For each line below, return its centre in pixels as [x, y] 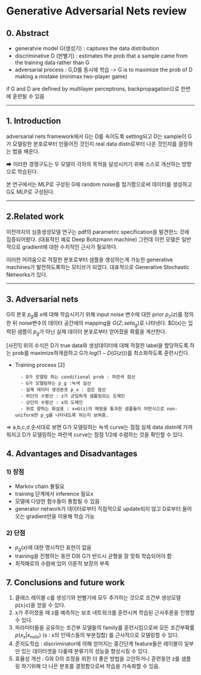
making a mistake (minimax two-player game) [71, 76]
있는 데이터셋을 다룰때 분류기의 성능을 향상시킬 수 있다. [85, 651]
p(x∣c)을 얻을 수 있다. [40, 605]
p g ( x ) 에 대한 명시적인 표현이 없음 [53, 548]
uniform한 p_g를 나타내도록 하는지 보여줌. [62, 415]
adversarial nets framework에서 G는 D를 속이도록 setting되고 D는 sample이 [96, 136]
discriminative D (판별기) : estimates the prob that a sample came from [101, 56]
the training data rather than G [52, 62]
